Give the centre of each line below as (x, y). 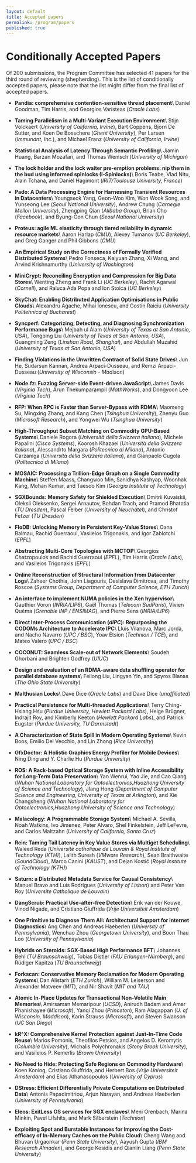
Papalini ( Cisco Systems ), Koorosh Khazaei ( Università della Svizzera (98, 443)
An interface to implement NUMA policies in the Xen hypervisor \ (94, 598)
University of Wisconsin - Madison (81, 372)
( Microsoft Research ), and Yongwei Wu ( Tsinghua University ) (88, 420)
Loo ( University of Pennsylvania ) (54, 939)
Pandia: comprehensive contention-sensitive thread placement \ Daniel (102, 103)
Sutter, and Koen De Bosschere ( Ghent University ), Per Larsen (90, 133)
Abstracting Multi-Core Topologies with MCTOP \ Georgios (87, 551)
